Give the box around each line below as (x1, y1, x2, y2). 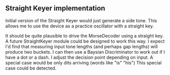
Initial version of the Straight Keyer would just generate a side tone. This (5, 17, 157, 23)
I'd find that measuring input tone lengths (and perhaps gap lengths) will (5, 43, 158, 50)
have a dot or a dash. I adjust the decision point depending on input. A (5, 54, 154, 60)
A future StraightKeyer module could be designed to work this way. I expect (5, 38, 165, 44)
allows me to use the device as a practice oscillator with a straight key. (5, 23, 154, 29)
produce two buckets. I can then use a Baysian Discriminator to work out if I (5, 49, 165, 55)
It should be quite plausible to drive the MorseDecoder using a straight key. (5, 32, 164, 39)
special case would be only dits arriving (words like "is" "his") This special (5, 59, 162, 65)
